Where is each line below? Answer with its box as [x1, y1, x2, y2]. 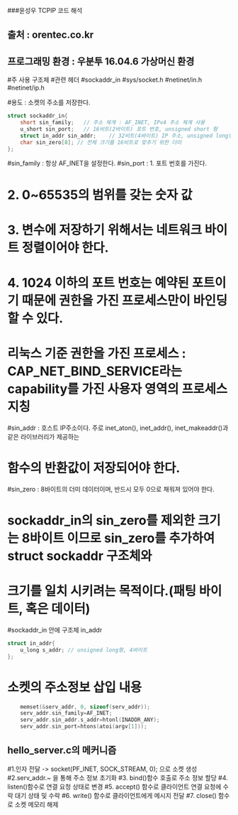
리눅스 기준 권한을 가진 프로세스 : [7, 345, 186, 362]
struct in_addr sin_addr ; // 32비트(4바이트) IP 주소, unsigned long [20, 132, 229, 139]
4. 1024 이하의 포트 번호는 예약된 [7, 275, 190, 291]
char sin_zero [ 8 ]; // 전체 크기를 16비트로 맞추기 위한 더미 [20, 139, 182, 146]
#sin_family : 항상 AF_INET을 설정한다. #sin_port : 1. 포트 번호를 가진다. [7, 159, 208, 168]
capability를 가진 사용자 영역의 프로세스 [7, 381, 228, 397]
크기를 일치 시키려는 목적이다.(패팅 [7, 583, 197, 599]
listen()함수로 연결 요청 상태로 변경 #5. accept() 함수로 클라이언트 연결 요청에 [7, 782, 222, 791]
